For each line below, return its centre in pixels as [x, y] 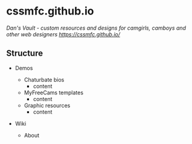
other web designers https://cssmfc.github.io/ [63, 34]
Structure [25, 54]
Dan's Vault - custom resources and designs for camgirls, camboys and [96, 28]
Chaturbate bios [44, 79]
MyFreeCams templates [53, 93]
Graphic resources [47, 105]
